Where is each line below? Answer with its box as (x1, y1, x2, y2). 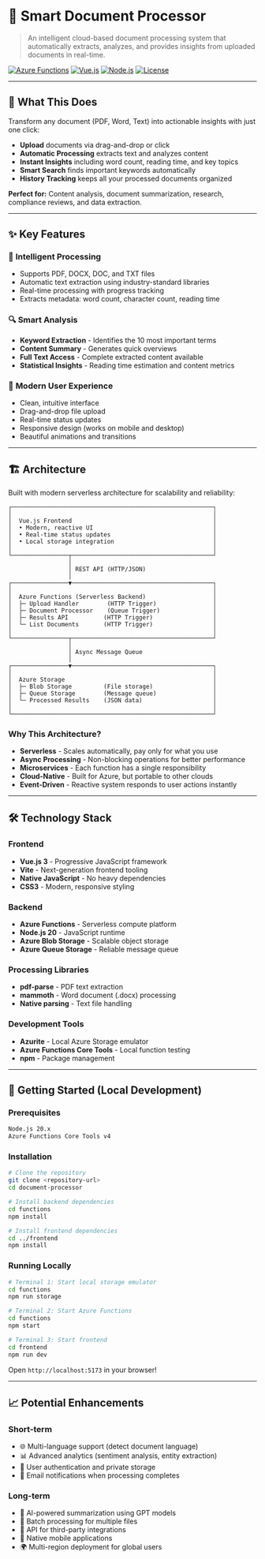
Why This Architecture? (8, 728, 102, 739)
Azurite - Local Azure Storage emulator (19, 1037, 149, 1046)
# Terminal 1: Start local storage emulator (8, 1278, 157, 1286)
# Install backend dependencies (8, 1198, 114, 1206)
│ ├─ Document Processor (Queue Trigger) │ (8, 607, 217, 615)
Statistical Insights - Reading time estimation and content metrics (19, 361, 235, 370)
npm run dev (8, 1351, 47, 1359)
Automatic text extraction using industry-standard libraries (19, 278, 210, 287)
